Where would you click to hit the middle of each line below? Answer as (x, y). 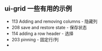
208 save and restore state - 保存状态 (49, 27)
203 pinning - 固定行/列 (35, 39)
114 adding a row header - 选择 (42, 34)
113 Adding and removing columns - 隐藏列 (54, 21)
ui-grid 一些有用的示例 (38, 9)
